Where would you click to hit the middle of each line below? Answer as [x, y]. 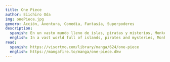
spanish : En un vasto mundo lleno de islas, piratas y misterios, [81, 33]
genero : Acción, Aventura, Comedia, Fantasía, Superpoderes [70, 24]
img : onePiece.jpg [25, 19]
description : [19, 28]
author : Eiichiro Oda [28, 14]
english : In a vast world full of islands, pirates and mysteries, [82, 38]
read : [11, 42]
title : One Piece [24, 10]
